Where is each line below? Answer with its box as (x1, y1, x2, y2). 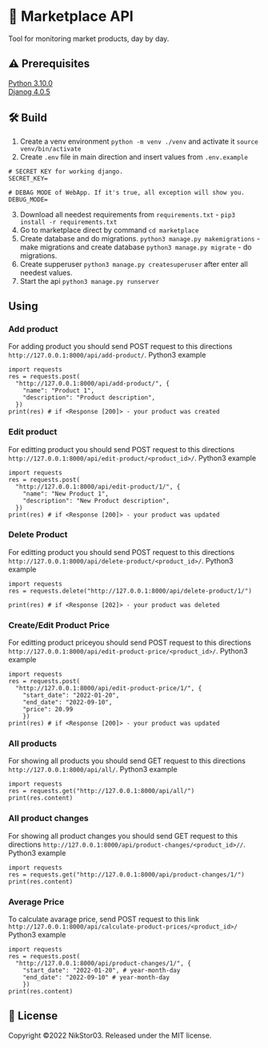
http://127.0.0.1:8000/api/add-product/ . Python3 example (8, 350, 206, 360)
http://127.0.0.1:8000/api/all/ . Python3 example (8, 765, 178, 775)
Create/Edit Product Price (8, 619, 110, 630)
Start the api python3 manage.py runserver (19, 276, 160, 285)
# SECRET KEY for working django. (8, 168, 124, 176)
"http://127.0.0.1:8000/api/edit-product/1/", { (15, 483, 181, 491)
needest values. (19, 268, 73, 277)
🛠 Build (8, 111, 48, 125)
